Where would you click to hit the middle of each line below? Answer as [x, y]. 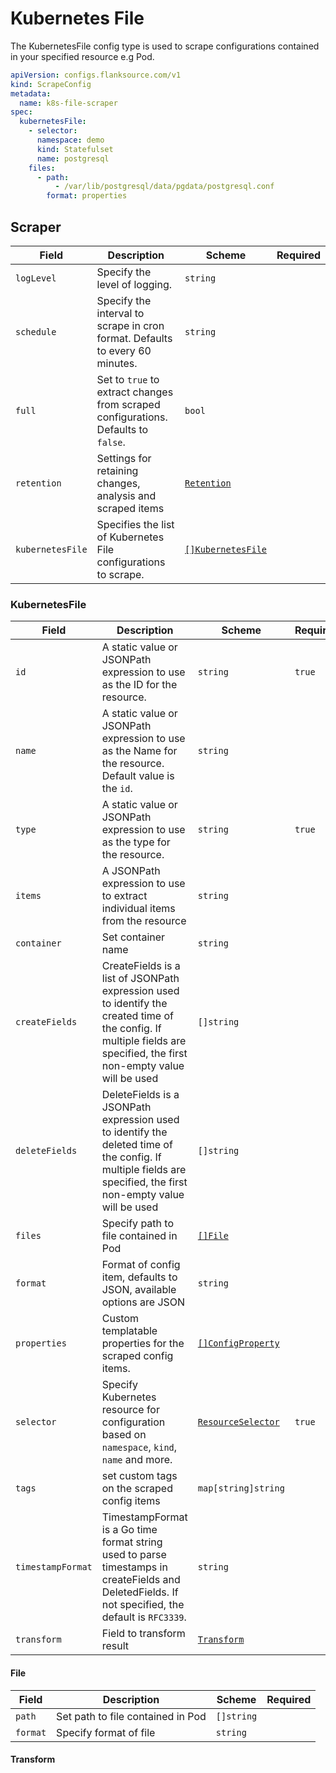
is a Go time [129, 1530]
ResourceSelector [238, 1422]
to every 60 [124, 350]
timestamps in [134, 1567]
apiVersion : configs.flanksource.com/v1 [96, 75]
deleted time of [137, 1145]
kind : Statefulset [75, 149]
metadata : [31, 93]
